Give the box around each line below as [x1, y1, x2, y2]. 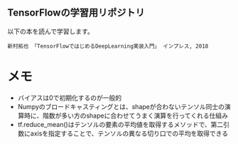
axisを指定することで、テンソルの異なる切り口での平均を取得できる [30, 129, 229, 138]
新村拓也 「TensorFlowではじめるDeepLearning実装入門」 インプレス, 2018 [7, 42, 209, 50]
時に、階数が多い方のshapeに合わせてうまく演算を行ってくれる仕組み [23, 111, 229, 120]
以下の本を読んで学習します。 [7, 27, 94, 36]
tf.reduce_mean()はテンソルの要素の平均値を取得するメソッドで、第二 [17, 120, 224, 128]
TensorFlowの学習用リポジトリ [7, 6, 145, 19]
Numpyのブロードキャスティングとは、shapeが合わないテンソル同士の [17, 102, 225, 110]
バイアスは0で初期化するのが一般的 [17, 93, 122, 102]
